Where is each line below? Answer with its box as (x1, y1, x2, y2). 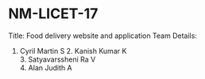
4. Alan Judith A (19, 62, 73, 72)
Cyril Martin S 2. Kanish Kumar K (19, 46, 127, 55)
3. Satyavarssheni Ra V (19, 55, 96, 64)
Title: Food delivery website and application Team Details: (8, 31, 197, 40)
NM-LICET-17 (8, 5, 99, 23)
